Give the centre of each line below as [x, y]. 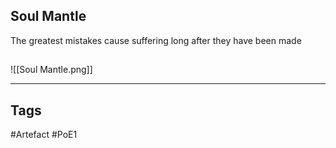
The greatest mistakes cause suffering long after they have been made [156, 40]
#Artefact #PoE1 [44, 135]
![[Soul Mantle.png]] [51, 70]
